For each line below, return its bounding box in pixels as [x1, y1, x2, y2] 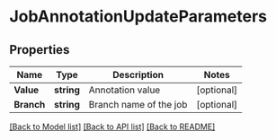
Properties [9, 42, 70, 57]
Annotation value [88, 83, 161, 96]
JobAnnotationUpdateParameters [9, 6, 268, 27]
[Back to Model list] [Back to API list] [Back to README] [9, 121, 216, 132]
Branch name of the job [88, 99, 188, 110]
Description [111, 69, 165, 81]
